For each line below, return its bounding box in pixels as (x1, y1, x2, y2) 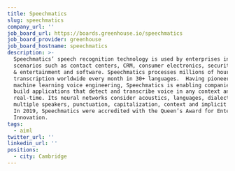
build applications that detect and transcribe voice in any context (13, 88, 220, 95)
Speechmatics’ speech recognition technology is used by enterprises (13, 56, 220, 63)
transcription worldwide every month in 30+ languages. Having (13, 75, 205, 82)
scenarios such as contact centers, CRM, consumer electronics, (13, 62, 205, 69)
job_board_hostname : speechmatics (7, 43, 108, 50)
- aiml (13, 127, 33, 134)
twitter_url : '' (7, 133, 55, 140)
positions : (7, 147, 39, 154)
